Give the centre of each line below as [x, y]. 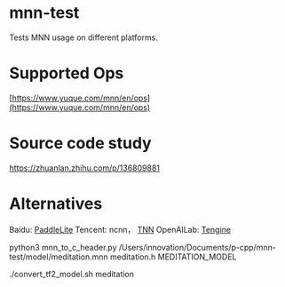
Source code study [81, 143]
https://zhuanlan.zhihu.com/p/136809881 [85, 168]
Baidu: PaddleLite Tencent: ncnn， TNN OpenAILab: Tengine [120, 229]
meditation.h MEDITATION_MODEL [173, 257]
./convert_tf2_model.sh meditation [72, 274]
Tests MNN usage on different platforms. [83, 37]
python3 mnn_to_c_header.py [63, 247]
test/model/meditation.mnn [59, 257]
